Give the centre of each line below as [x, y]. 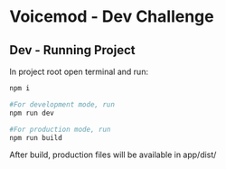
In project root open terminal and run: [79, 71]
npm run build [36, 137]
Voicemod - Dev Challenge [112, 17]
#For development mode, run [62, 104]
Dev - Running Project [72, 50]
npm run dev [32, 113]
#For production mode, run [60, 129]
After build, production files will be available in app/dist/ [113, 155]
